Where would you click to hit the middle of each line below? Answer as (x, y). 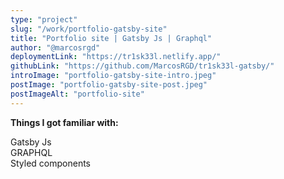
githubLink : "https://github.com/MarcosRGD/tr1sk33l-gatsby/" (142, 66)
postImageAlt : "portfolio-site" (77, 94)
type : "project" (44, 19)
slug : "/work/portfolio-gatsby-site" (89, 29)
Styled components (50, 163)
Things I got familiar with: (64, 122)
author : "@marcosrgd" (55, 47)
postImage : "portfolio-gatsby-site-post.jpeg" (109, 85)
